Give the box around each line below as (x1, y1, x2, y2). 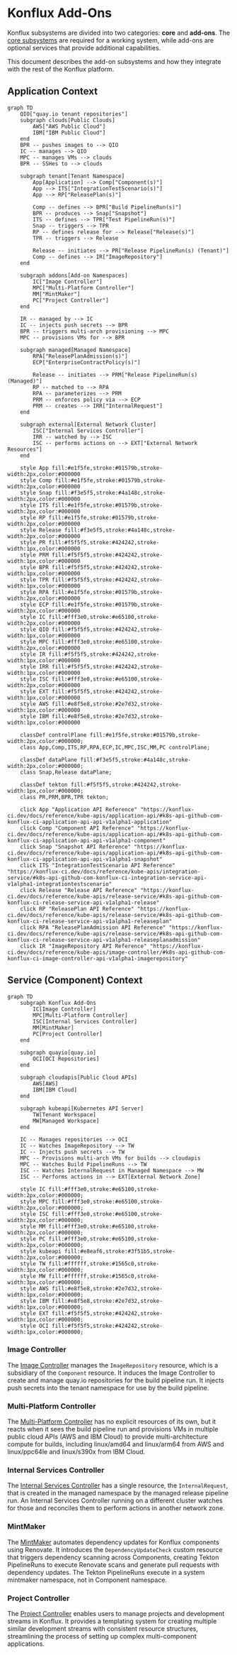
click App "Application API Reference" (20, 805, 138, 813)
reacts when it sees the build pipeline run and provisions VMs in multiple (7, 1425, 219, 1434)
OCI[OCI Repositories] (33, 1055, 100, 1062)
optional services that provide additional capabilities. (7, 43, 161, 52)
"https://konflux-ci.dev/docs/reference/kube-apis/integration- (7, 868, 201, 875)
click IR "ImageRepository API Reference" (20, 942, 147, 950)
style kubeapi (20, 1248, 62, 1255)
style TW (20, 1260, 46, 1268)
